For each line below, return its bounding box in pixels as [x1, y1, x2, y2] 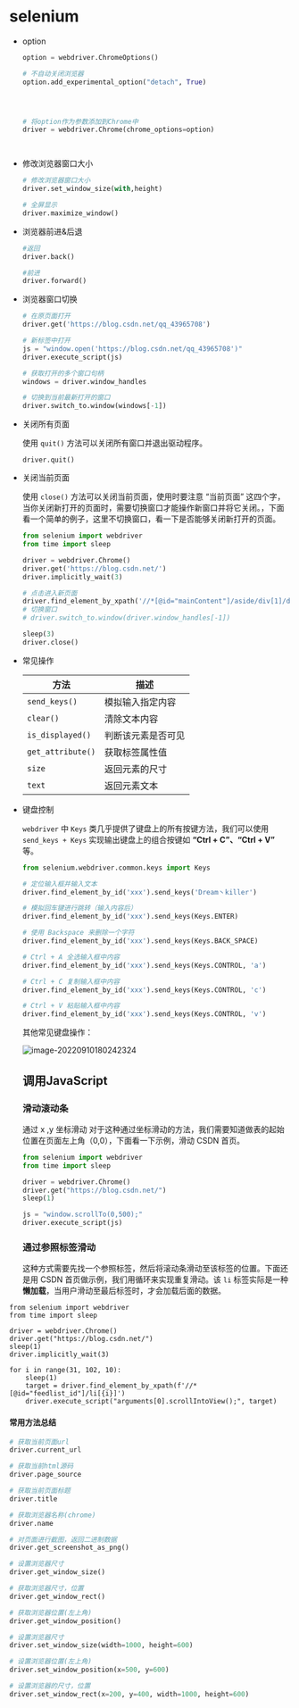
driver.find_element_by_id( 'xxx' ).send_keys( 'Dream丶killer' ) [21, 887, 257, 896]
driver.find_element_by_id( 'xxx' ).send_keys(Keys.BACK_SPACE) [21, 937, 259, 946]
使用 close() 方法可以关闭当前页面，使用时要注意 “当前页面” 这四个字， [21, 491, 286, 502]
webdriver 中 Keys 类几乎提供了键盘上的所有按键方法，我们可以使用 [21, 823, 270, 834]
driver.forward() [21, 277, 87, 286]
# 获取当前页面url [9, 1437, 70, 1446]
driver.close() [21, 637, 79, 646]
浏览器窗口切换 [21, 294, 78, 304]
